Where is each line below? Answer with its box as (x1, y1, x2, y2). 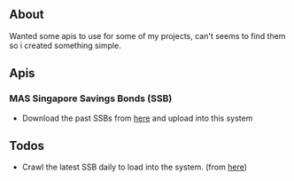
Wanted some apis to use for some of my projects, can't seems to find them (9, 30, 286, 41)
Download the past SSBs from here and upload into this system (21, 113, 253, 123)
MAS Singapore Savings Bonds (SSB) (9, 92, 173, 105)
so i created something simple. (9, 40, 121, 51)
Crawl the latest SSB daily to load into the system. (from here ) (21, 161, 248, 172)
